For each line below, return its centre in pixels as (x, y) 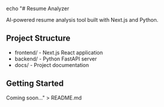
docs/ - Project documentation (52, 65)
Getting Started (35, 84)
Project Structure (38, 39)
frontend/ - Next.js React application (59, 52)
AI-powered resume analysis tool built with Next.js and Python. (82, 20)
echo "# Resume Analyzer (38, 9)
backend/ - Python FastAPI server (56, 59)
